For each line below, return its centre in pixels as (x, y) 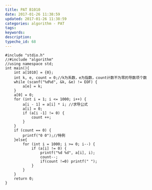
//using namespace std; (29, 64)
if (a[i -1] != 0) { (44, 113)
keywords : (15, 32)
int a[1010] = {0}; (34, 72)
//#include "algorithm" (29, 60)
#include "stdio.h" (25, 55)
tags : (11, 28)
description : (18, 37)
